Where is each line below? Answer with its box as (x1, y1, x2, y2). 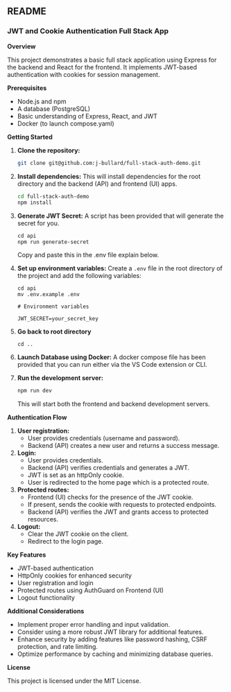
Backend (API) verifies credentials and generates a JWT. (27, 464, 189, 472)
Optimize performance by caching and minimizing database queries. (17, 650, 214, 658)
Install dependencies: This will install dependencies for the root (17, 172, 201, 180)
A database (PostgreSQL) (17, 104, 91, 113)
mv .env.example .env (17, 291, 80, 298)
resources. (27, 515, 59, 524)
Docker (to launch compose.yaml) (17, 119, 114, 128)
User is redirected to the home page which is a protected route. (27, 478, 209, 487)
